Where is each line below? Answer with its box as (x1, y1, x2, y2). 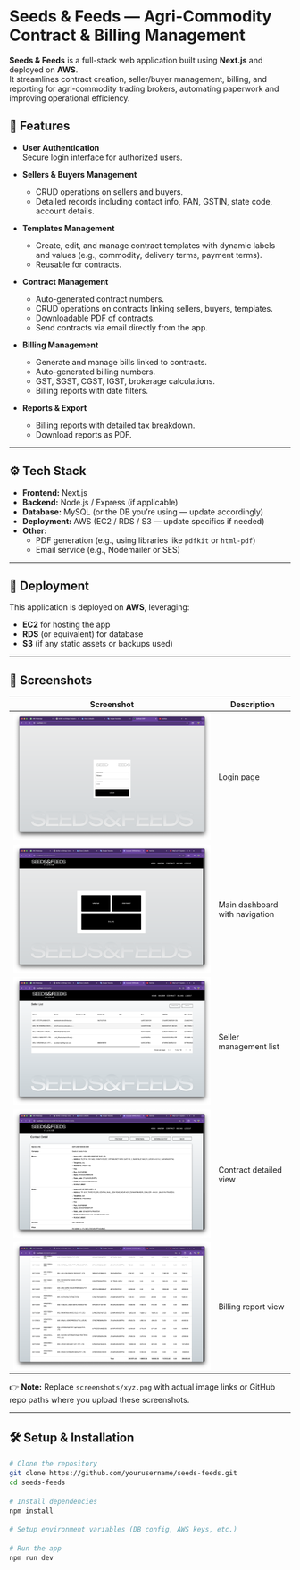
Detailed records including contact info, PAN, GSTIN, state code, (35, 196, 273, 206)
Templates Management (21, 222, 115, 233)
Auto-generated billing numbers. (35, 366, 156, 377)
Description (230, 698, 275, 709)
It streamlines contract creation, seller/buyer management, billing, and (9, 73, 268, 84)
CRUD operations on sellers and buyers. (35, 186, 184, 197)
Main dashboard (218, 899, 279, 910)
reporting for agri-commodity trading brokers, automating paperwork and (9, 83, 279, 94)
